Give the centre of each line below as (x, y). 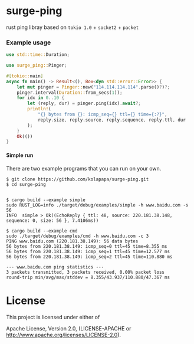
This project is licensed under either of (53, 317)
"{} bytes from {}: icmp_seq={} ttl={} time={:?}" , (102, 114)
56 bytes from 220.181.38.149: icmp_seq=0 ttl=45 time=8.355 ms (87, 246)
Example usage (29, 42)
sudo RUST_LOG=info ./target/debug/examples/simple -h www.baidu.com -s (97, 205)
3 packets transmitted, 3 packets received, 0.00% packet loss (86, 272)
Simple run (20, 155)
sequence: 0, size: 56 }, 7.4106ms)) (52, 220)
